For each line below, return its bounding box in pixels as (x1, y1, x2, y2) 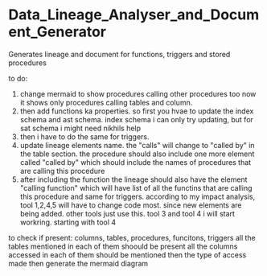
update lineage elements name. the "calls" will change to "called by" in (19, 140, 255, 150)
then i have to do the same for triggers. (19, 131, 150, 142)
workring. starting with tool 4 (19, 217, 117, 227)
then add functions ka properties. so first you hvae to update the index (19, 106, 254, 116)
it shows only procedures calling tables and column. (19, 97, 193, 107)
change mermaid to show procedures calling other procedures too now (19, 89, 257, 98)
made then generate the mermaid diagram (8, 258, 149, 268)
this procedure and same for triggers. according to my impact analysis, (19, 192, 256, 201)
